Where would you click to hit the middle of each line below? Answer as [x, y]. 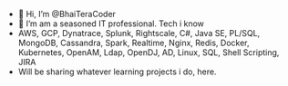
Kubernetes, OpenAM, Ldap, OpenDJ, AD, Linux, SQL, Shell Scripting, [149, 53]
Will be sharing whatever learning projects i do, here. [117, 72]
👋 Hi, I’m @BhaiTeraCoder [67, 14]
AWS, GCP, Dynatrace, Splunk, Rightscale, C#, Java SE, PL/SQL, [139, 33]
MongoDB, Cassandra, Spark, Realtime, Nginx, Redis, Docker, [134, 43]
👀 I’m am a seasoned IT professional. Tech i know [111, 24]
